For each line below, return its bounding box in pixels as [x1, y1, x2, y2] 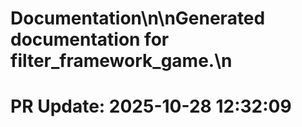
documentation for [10, 28, 170, 51]
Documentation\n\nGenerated [10, 7, 266, 30]
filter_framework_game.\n [10, 50, 233, 72]
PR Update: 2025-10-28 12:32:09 [10, 95, 292, 118]
